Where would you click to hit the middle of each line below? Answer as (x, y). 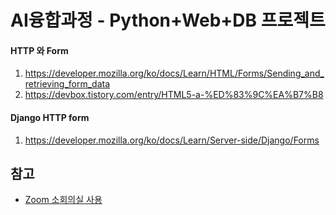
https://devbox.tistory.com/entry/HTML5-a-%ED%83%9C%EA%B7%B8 (174, 95)
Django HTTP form (50, 117)
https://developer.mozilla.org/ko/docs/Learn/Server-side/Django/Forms (172, 140)
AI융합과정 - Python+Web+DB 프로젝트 (168, 20)
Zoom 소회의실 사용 (63, 200)
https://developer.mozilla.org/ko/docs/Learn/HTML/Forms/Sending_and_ (174, 73)
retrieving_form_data (67, 84)
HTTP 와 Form (39, 50)
